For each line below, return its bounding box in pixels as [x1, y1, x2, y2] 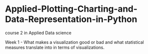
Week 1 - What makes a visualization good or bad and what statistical [5, 39, 144, 45]
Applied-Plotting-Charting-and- [5, 3, 138, 15]
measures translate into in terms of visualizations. [5, 44, 105, 50]
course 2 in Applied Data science [5, 30, 72, 36]
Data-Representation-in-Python [5, 14, 137, 25]
